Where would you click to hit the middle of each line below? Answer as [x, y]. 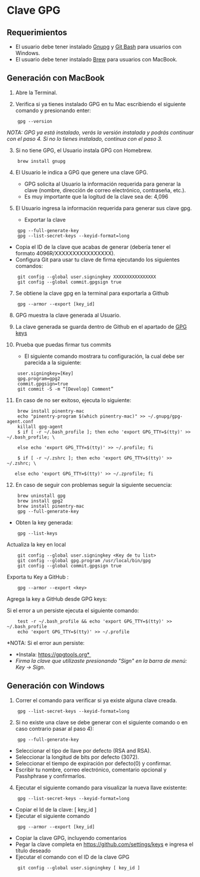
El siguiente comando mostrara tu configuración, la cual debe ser [104, 356]
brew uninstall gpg [42, 496]
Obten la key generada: [44, 522]
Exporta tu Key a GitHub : [38, 577]
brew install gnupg [42, 161]
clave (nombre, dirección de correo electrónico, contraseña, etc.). [105, 190]
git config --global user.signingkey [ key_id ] [79, 868]
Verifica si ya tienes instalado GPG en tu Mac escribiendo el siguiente [101, 104]
